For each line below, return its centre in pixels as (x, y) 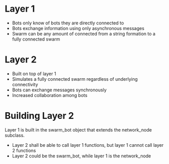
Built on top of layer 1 (34, 74)
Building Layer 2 (39, 116)
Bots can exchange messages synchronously (59, 90)
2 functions (24, 150)
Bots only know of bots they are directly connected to (68, 23)
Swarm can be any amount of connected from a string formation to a (83, 34)
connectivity (25, 84)
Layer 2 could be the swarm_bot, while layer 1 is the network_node (81, 156)
